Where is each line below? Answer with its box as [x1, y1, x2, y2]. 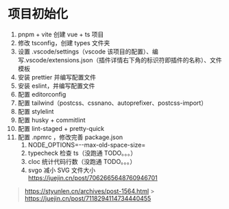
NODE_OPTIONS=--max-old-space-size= [27, 140, 146, 149]
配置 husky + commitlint [17, 116, 86, 124]
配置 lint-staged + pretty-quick [17, 124, 105, 132]
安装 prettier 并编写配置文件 [17, 73, 97, 81]
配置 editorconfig [17, 90, 67, 98]
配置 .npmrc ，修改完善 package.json [17, 133, 123, 141]
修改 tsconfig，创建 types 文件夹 [17, 38, 110, 47]
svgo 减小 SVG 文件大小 [27, 166, 95, 174]
